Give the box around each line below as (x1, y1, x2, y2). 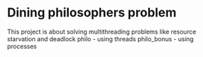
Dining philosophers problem (7, 5, 177, 21)
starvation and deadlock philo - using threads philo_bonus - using (7, 34, 194, 43)
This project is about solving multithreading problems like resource (7, 27, 197, 36)
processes (7, 42, 37, 50)
